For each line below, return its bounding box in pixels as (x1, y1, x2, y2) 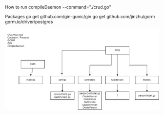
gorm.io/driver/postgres (5, 19, 53, 24)
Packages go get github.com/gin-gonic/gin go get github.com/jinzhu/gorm (5, 14, 155, 19)
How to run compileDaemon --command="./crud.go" (5, 4, 111, 10)
